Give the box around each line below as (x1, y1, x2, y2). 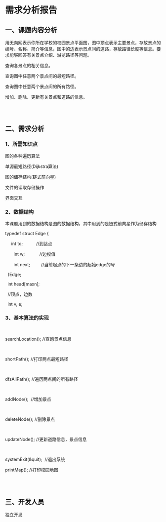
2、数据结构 (5, 208, 34, 215)
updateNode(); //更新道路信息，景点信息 (5, 437, 87, 442)
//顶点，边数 (7, 291, 33, 297)
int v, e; (7, 301, 23, 307)
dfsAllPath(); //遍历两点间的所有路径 (5, 376, 78, 382)
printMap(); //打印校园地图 (5, 467, 58, 473)
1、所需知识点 (5, 141, 38, 148)
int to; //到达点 (11, 241, 53, 246)
